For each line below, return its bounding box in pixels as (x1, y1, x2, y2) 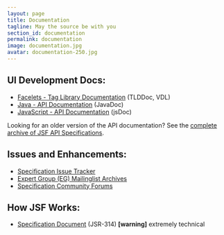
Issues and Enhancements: (7, 148, 127, 160)
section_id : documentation (7, 29, 85, 37)
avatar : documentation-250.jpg (7, 49, 98, 56)
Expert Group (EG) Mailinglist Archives (17, 174, 128, 182)
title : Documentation (7, 17, 70, 24)
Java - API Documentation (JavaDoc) (17, 100, 124, 108)
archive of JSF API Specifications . (7, 128, 104, 137)
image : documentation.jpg (7, 42, 82, 49)
